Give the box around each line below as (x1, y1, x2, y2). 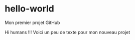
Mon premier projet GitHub (5, 19, 60, 25)
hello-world (5, 3, 55, 14)
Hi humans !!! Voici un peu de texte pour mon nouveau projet (5, 29, 130, 35)
